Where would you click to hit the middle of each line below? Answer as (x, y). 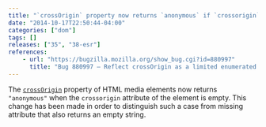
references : (28, 52)
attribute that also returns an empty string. (77, 114)
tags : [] (23, 37)
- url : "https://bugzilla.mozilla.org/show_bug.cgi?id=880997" (129, 60)
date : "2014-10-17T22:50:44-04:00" (67, 23)
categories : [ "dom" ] (42, 30)
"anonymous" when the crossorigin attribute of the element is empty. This (127, 97)
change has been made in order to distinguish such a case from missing (126, 106)
